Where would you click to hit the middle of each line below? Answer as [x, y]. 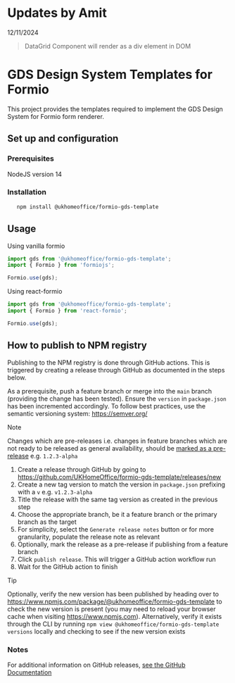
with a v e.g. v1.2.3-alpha [55, 491]
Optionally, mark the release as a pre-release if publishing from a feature [123, 544]
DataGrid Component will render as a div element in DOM [108, 46]
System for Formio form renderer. [56, 116]
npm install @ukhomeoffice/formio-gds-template [88, 207]
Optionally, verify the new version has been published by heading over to [113, 594]
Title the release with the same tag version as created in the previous [118, 499]
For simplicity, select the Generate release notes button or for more [116, 529]
